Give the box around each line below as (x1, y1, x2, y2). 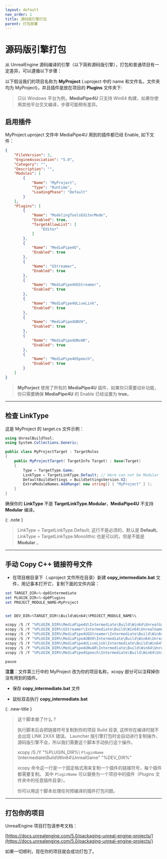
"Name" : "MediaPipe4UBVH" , (31, 320, 88, 325)
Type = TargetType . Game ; (23, 468, 75, 473)
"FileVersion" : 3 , (14, 153, 52, 158)
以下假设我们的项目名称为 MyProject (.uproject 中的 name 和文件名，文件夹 (5, 78, 160, 85)
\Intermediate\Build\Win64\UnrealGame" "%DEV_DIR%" (17, 755, 132, 761)
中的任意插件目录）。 (26, 777, 68, 783)
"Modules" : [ (14, 171, 41, 176)
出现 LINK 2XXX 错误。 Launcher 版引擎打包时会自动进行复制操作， (21, 733, 161, 739)
